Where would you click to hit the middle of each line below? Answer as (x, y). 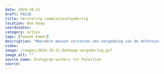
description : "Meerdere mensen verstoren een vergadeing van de (72, 41)
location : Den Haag (25, 23)
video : (12, 46)
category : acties (23, 32)
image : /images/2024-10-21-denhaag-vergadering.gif (59, 50)
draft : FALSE (18, 14)
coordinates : (18, 28)
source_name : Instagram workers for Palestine (53, 59)
